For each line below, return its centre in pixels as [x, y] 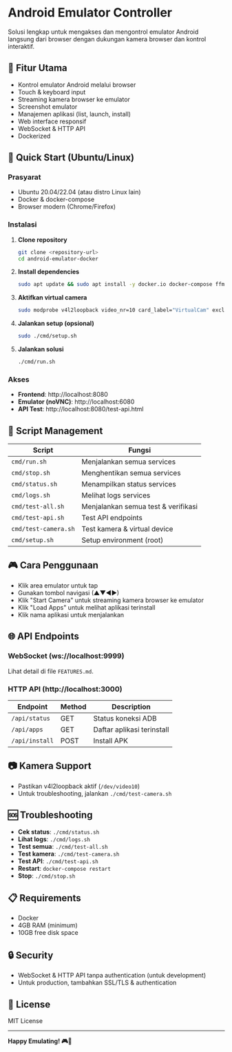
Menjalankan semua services [129, 462]
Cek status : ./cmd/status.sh [59, 832]
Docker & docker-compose [56, 199]
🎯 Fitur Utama [38, 68]
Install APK [110, 741]
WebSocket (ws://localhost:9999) [66, 656]
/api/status [31, 718]
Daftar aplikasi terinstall [131, 730]
